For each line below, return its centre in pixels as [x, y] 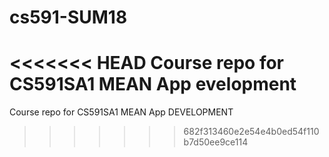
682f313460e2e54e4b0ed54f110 [251, 132]
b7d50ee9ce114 [216, 142]
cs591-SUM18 [68, 17]
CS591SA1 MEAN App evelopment [153, 84]
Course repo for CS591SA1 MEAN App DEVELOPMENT [121, 112]
